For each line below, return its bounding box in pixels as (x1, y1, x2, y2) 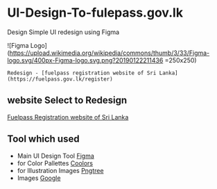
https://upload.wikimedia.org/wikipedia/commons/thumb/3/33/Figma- (9, 49, 210, 57)
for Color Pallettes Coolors (17, 158, 94, 167)
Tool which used (7, 133, 80, 145)
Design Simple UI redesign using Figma (7, 28, 120, 36)
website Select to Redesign (7, 94, 128, 106)
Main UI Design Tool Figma (17, 151, 95, 160)
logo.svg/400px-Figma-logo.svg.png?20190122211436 (7, 56, 164, 64)
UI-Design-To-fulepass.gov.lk (7, 5, 184, 21)
